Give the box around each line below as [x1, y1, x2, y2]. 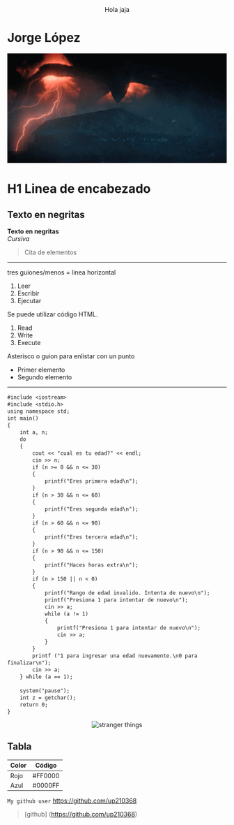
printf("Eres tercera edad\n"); [44, 534, 139, 541]
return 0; [19, 701, 49, 708]
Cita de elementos [24, 248, 77, 256]
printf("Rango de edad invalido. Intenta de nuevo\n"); [44, 590, 210, 597]
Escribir [17, 289, 40, 298]
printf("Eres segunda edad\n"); [44, 506, 139, 513]
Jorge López [7, 30, 81, 46]
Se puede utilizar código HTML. [7, 310, 98, 319]
